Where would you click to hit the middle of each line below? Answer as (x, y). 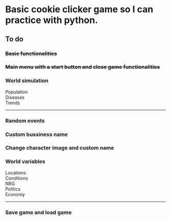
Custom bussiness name (36, 134)
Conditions (17, 178)
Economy (15, 194)
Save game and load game (39, 212)
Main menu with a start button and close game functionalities (83, 67)
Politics (13, 189)
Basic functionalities (31, 53)
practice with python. (52, 20)
